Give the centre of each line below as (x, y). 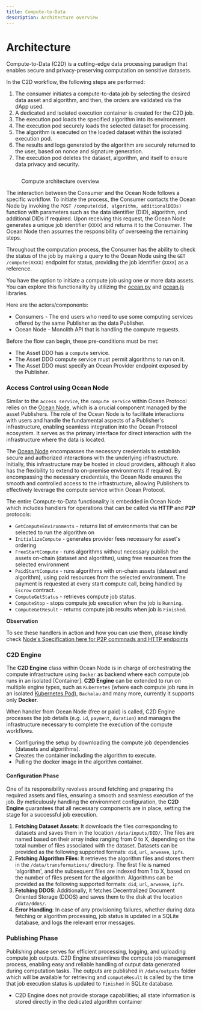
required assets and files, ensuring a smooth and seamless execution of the (100, 796)
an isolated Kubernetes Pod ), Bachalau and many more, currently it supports (100, 694)
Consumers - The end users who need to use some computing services (104, 317)
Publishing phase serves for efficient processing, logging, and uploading (96, 951)
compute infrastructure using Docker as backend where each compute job (98, 674)
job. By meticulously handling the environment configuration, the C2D (93, 802)
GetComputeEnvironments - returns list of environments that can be (96, 526)
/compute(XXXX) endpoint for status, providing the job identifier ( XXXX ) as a (97, 263)
